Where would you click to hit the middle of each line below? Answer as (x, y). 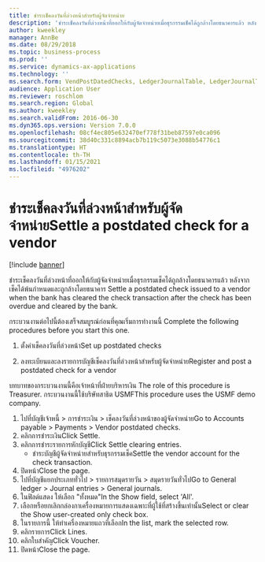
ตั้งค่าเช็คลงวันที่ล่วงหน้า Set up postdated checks (91, 345)
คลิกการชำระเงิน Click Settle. (60, 435)
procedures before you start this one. (70, 330)
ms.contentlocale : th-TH (50, 154)
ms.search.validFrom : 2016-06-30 (64, 118)
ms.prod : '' (28, 60)
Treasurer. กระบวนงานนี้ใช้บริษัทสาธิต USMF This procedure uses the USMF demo (132, 394)
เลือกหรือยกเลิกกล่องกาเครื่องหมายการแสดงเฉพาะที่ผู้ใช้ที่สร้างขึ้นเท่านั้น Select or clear (134, 505)
